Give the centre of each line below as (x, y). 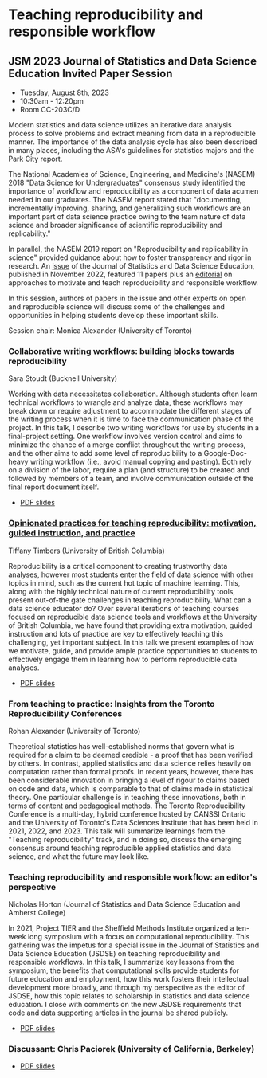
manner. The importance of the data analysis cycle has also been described (133, 142)
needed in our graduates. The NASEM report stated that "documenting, (125, 200)
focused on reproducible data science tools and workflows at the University (133, 617)
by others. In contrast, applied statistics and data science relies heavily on (130, 763)
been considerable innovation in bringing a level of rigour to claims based (129, 780)
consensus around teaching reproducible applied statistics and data (120, 848)
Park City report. (35, 159)
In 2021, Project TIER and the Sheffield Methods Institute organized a (121, 928)
